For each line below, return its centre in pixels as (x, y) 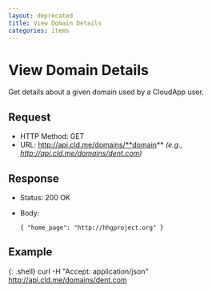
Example (30, 252)
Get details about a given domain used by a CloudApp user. (106, 92)
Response (34, 178)
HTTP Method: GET (52, 136)
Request (30, 117)
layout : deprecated (41, 16)
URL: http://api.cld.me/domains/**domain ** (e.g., (101, 145)
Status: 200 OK (45, 197)
